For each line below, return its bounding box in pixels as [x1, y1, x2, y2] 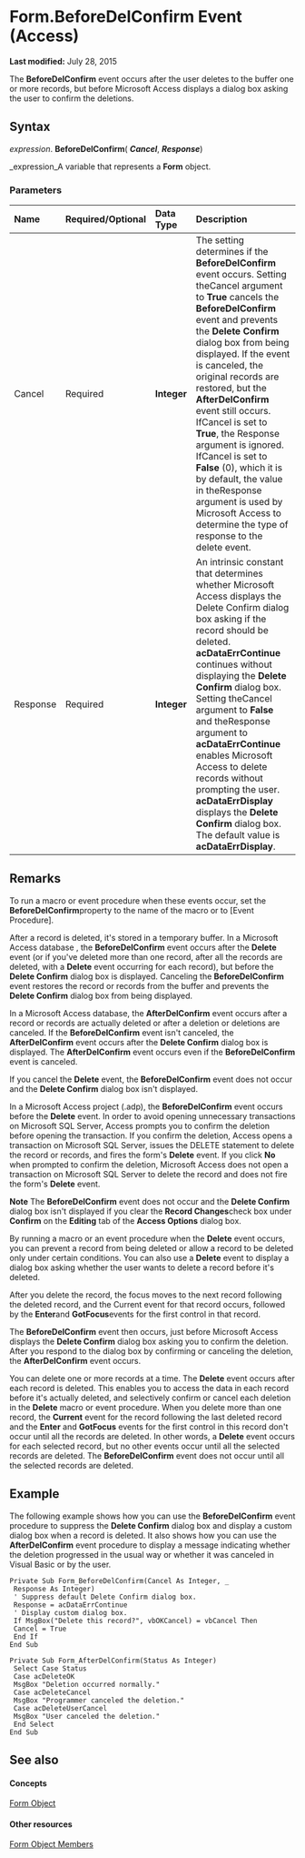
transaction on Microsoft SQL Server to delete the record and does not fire [9, 1168, 288, 1179]
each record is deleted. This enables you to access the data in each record [9, 1382, 290, 1393]
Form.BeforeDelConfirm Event [9, 6, 242, 27]
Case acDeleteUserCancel [13, 1703, 107, 1712]
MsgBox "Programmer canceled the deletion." [13, 1695, 184, 1705]
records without [195, 772, 263, 784]
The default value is [195, 829, 280, 842]
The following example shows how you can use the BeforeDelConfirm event [9, 1510, 296, 1521]
